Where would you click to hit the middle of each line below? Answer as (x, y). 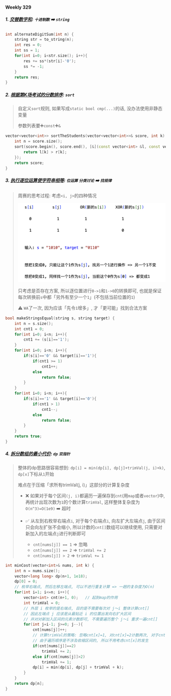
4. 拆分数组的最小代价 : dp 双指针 (38, 454)
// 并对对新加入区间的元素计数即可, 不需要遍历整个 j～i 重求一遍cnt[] (91, 619)
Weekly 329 (18, 7)
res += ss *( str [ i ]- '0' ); (50, 61)
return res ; (27, 77)
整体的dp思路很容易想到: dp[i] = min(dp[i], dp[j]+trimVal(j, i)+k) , (91, 467)
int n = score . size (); (38, 142)
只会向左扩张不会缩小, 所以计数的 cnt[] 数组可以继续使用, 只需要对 (94, 527)
